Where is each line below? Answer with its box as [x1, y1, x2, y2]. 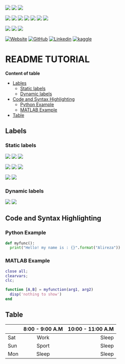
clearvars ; [5, 273, 28, 278]
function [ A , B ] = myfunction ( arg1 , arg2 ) [5, 287, 94, 292]
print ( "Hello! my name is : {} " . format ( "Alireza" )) [10, 245, 121, 251]
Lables [12, 80, 27, 86]
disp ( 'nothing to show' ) [10, 292, 62, 297]
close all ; [5, 269, 28, 274]
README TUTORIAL [5, 53, 90, 65]
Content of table [5, 70, 40, 76]
